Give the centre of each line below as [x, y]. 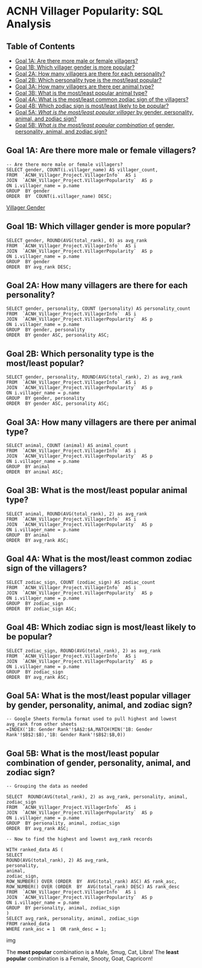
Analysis [29, 24]
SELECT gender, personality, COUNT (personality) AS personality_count [98, 309]
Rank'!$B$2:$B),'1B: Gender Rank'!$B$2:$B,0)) [66, 735]
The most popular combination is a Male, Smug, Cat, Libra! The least [93, 952]
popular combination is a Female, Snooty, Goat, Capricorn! [80, 959]
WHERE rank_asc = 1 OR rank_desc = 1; [57, 929]
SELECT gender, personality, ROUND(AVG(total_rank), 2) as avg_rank [94, 377]
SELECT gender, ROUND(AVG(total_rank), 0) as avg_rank [77, 240]
